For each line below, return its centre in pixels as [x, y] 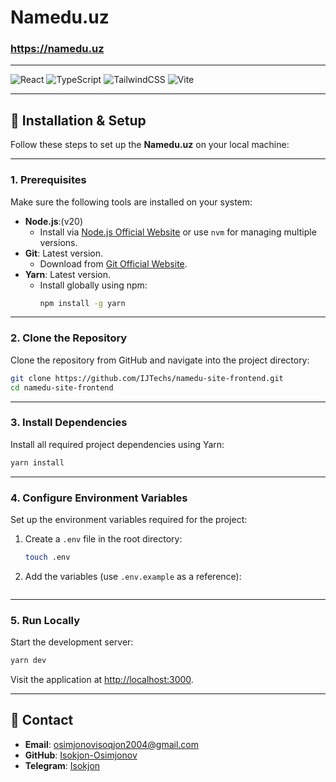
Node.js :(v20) [54, 221]
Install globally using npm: [93, 285]
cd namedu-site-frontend [62, 387]
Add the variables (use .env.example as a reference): [133, 576]
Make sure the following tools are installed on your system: [131, 202]
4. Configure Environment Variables [99, 498]
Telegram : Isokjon [62, 765]
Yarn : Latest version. [68, 274]
